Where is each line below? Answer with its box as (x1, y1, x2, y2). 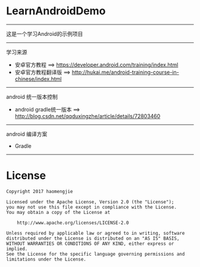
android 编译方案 (6, 130, 48, 138)
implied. (6, 246, 28, 252)
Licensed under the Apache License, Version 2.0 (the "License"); (6, 198, 174, 205)
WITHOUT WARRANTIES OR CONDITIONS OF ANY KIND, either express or (6, 240, 174, 247)
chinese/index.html (14, 75, 62, 82)
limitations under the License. (6, 256, 86, 262)
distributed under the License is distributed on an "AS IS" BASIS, (6, 235, 180, 241)
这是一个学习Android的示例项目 (6, 30, 83, 37)
